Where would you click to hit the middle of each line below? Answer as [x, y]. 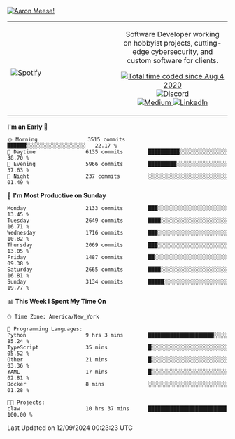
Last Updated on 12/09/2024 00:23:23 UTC [70, 428]
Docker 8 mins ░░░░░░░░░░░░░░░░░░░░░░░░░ [117, 384]
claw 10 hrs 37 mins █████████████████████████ [117, 409]
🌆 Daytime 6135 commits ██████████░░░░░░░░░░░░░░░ [117, 152]
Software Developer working [173, 34]
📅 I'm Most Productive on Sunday [57, 195]
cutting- [208, 43]
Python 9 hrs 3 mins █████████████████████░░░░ [117, 335]
